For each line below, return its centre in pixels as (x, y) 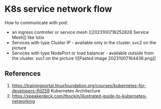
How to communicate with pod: (36, 23)
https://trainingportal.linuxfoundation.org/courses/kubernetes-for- (79, 85)
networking (23, 101)
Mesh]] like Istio (28, 37)
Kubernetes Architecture (75, 91)
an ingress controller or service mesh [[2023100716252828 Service (80, 32)
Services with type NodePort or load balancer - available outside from (83, 53)
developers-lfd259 (31, 91)
